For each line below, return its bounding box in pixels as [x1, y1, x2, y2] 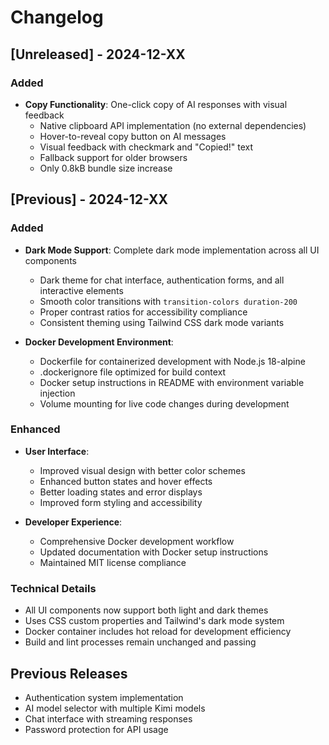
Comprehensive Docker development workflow [39, 535, 235, 547]
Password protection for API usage [24, 723, 169, 735]
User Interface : [24, 445, 90, 457]
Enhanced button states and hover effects [39, 475, 213, 487]
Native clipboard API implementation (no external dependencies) [39, 119, 307, 131]
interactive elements [39, 284, 124, 296]
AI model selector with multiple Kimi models [24, 702, 206, 714]
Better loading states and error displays [39, 486, 203, 498]
